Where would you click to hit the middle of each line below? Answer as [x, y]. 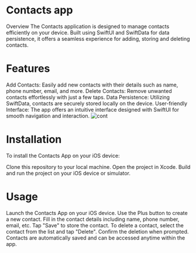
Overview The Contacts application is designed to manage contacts [88, 26]
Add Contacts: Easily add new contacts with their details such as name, [92, 85]
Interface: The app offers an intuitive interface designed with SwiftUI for [93, 109]
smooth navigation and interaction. [48, 116]
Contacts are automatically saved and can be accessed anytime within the [96, 238]
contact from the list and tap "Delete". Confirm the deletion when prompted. [97, 231]
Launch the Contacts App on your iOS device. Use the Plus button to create [97, 213]
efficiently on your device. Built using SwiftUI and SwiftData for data [88, 32]
